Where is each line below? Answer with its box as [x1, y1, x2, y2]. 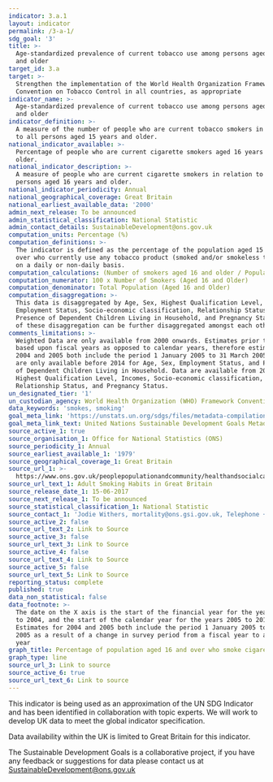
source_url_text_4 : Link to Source [8, 555, 129, 564]
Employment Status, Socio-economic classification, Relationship [15, 306, 242, 314]
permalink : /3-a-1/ [8, 27, 75, 35]
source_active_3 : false [8, 533, 89, 541]
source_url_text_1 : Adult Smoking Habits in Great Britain [8, 480, 213, 488]
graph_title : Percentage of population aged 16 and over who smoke [8, 646, 242, 655]
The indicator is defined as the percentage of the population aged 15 [15, 246, 264, 254]
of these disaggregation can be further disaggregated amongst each [15, 322, 253, 330]
